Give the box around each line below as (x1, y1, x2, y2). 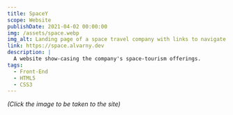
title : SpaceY (7, 10, 49, 17)
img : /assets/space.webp (7, 29, 80, 37)
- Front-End (13, 68, 49, 75)
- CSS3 (13, 81, 33, 88)
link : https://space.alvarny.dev (7, 42, 105, 49)
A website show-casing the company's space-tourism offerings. (13, 55, 201, 62)
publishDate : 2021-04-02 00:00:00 (7, 23, 108, 30)
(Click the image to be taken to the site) (7, 100, 121, 108)
